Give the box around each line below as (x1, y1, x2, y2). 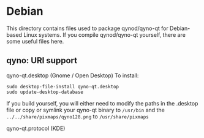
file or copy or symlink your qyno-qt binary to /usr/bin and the (6, 106, 165, 113)
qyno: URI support (6, 55, 78, 66)
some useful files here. (6, 37, 64, 45)
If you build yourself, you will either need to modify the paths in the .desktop (6, 99, 198, 107)
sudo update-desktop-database (6, 89, 84, 95)
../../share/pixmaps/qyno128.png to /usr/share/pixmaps (6, 112, 149, 120)
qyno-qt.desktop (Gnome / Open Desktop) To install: (6, 72, 139, 79)
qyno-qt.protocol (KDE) (6, 125, 66, 132)
